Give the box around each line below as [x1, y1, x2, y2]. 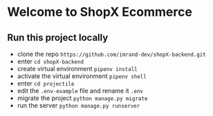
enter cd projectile [17, 79, 75, 87]
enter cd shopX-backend [17, 57, 84, 66]
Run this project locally [7, 32, 109, 43]
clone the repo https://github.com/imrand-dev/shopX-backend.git [17, 50, 206, 58]
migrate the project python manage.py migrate [17, 94, 148, 102]
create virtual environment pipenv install [17, 65, 138, 72]
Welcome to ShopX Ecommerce [7, 4, 192, 20]
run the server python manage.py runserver [17, 101, 140, 109]
